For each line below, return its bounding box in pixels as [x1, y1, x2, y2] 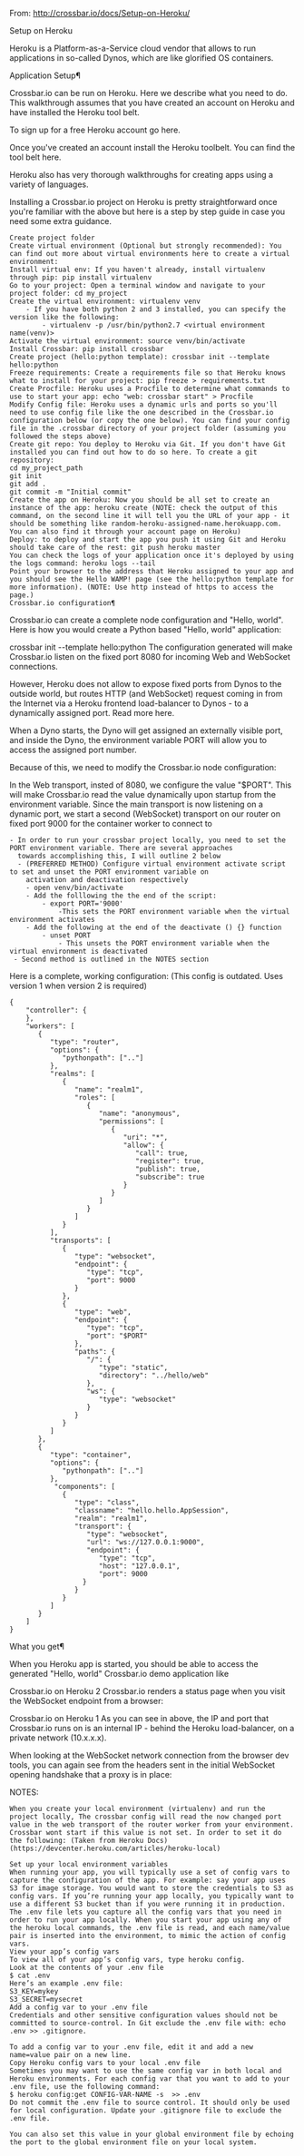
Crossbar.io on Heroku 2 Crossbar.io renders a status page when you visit [9, 1686, 286, 1696]
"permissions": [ [98, 1117, 165, 1126]
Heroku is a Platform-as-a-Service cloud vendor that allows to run [9, 43, 257, 54]
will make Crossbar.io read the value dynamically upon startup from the [9, 789, 277, 799]
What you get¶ [9, 1641, 65, 1651]
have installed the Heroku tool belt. [9, 107, 141, 117]
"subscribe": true [134, 1172, 205, 1181]
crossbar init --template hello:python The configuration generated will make [9, 642, 293, 652]
